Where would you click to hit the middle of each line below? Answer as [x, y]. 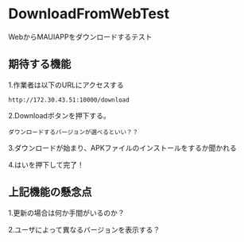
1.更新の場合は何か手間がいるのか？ [66, 213]
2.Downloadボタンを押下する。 [59, 115]
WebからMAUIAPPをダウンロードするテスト [80, 36]
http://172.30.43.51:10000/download [69, 100]
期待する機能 [40, 64]
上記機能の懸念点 [50, 192]
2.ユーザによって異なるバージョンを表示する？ [84, 229]
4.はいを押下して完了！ [46, 164]
